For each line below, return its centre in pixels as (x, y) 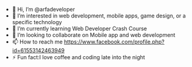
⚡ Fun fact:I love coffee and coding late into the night (78, 57)
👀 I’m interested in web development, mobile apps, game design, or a (99, 16)
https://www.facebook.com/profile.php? (114, 42)
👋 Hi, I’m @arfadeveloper (43, 9)
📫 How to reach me (37, 42)
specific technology (37, 22)
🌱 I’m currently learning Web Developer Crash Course (80, 28)
